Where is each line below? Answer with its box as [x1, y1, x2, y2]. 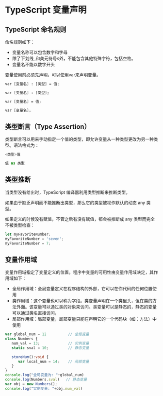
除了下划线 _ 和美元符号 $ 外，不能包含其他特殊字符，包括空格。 [12, 55, 136, 61]
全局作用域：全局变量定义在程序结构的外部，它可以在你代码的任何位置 [12, 286, 153, 292]
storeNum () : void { [11, 354, 49, 360]
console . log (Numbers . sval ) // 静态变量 [5, 377, 87, 382]
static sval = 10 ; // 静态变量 [11, 345, 89, 350]
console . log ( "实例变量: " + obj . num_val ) [5, 386, 83, 391]
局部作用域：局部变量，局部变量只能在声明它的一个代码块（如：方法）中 [12, 316, 157, 322]
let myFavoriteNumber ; [5, 232, 51, 237]
